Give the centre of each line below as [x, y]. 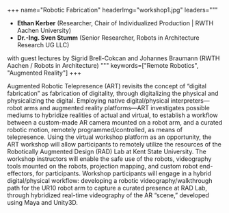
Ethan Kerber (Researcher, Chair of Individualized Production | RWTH [115, 23]
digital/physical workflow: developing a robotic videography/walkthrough [110, 180]
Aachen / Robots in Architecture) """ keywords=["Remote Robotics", [103, 65]
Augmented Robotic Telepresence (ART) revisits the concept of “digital [107, 86]
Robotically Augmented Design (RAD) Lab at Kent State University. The [107, 151]
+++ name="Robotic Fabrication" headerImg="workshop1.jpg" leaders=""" [112, 10]
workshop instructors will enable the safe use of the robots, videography [109, 159]
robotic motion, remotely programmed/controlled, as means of [95, 130]
